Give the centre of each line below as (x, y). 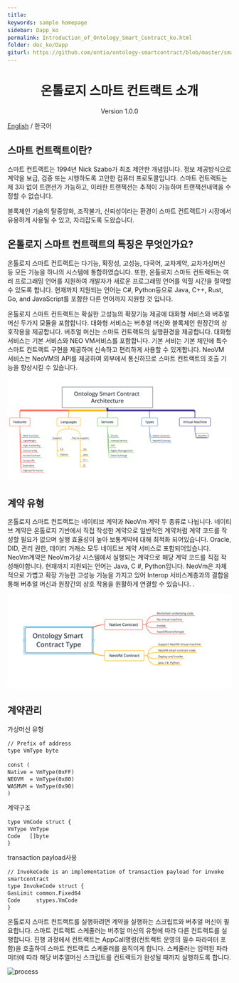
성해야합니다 (25, 566)
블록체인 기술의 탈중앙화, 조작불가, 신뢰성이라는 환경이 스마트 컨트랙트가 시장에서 (119, 211)
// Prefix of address (39, 743)
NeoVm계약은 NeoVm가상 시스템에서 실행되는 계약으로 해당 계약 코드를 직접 (113, 557)
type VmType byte (33, 751)
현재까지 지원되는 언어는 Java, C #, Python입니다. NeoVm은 (129, 566)
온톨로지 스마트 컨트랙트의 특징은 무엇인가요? (101, 245)
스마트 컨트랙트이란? (50, 151)
